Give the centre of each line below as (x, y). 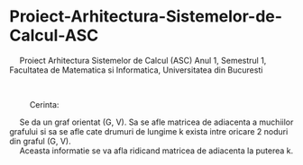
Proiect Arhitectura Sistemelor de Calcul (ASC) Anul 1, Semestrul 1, (143, 60)
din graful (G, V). (40, 141)
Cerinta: (44, 104)
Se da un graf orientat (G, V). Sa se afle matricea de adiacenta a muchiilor (156, 122)
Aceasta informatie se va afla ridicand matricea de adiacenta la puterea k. (156, 151)
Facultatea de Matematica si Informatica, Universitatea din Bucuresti (136, 70)
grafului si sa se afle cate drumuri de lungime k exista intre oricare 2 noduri (149, 131)
